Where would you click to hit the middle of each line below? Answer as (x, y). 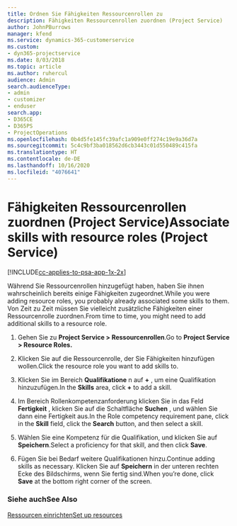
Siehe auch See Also (42, 499)
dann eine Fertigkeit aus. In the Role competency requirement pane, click (123, 416)
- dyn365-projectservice (44, 54)
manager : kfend (30, 34)
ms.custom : (23, 47)
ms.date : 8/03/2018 (36, 60)
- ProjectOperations (38, 133)
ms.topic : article (34, 67)
